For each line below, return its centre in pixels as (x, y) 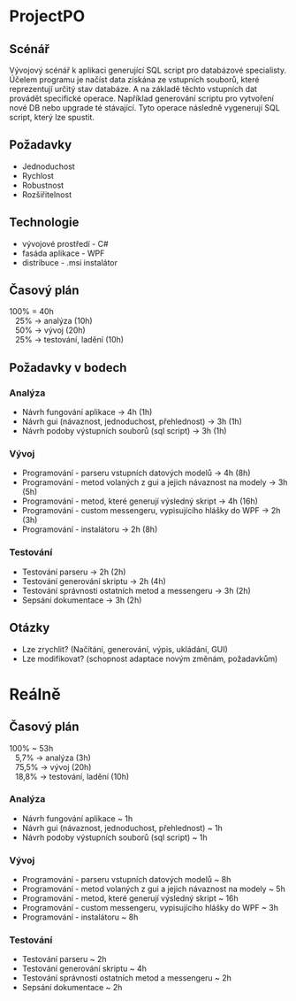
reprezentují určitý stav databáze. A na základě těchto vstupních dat (133, 89)
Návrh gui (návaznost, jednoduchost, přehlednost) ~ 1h (122, 828)
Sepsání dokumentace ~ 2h (72, 988)
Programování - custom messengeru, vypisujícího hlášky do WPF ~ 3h (150, 908)
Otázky (30, 628)
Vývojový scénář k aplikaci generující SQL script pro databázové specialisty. (148, 70)
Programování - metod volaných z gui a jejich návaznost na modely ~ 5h (153, 889)
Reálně (35, 694)
